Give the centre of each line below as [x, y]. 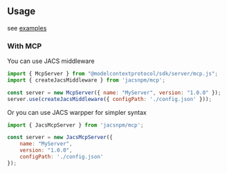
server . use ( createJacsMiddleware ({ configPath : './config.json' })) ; [110, 99]
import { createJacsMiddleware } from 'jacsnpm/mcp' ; [87, 80]
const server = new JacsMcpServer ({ [60, 138]
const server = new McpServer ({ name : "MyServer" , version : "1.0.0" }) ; [114, 93]
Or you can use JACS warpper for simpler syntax [77, 112]
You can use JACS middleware [51, 61]
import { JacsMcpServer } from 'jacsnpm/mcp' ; [75, 125]
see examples [27, 28]
